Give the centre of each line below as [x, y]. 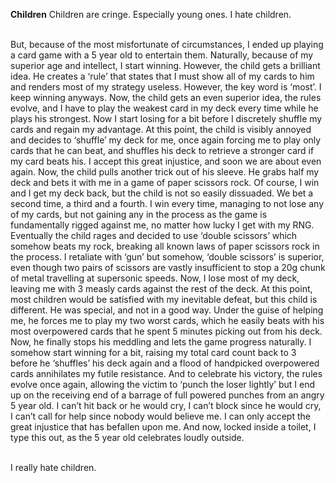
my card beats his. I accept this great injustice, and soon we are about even [166, 161]
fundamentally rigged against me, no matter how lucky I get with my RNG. [162, 225]
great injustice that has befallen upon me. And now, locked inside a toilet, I [163, 427]
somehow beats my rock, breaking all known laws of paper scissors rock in [165, 246]
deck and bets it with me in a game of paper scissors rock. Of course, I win [165, 182]
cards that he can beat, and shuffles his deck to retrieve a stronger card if [162, 150]
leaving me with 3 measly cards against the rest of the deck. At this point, [161, 288]
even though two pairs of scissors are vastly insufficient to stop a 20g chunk [168, 267]
